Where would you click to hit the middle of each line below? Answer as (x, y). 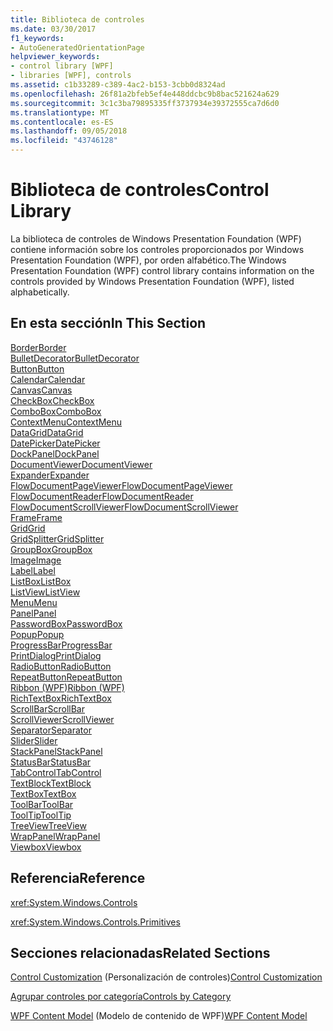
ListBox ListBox (41, 581)
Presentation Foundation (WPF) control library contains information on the (162, 270)
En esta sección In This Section (108, 323)
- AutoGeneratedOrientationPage (77, 47)
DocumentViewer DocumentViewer (81, 464)
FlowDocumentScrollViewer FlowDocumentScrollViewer (124, 507)
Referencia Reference (78, 878)
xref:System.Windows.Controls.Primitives (95, 922)
